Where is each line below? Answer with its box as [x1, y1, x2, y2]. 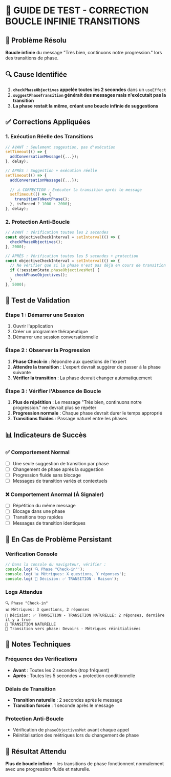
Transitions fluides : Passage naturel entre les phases [12, 416, 127, 422]
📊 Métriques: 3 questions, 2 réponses [5, 607, 90, 612]
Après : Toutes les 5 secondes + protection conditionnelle [12, 673, 136, 679]
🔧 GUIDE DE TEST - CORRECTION [5, 5, 149, 16]
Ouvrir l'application [12, 323, 53, 329]
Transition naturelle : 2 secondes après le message [12, 697, 123, 703]
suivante [12, 369, 31, 375]
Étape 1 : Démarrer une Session [5, 312, 84, 319]
